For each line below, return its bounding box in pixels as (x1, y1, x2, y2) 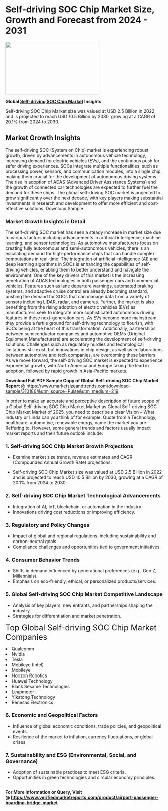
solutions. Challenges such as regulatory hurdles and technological (5, 341, 144, 347)
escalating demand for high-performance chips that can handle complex (5, 251, 155, 257)
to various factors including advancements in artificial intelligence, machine (5, 235, 161, 241)
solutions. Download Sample (24, 205, 84, 211)
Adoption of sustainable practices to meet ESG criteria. (12, 769, 126, 775)
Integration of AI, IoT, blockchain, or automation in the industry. (12, 503, 143, 510)
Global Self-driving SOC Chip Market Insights (5, 98, 102, 104)
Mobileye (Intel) (12, 661, 44, 668)
